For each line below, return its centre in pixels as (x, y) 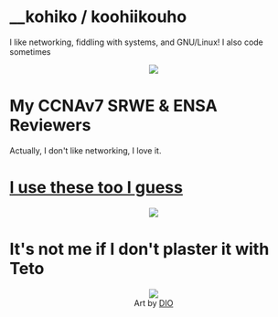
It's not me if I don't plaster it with (139, 249)
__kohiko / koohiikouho (98, 17)
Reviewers (50, 126)
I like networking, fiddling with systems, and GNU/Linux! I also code (136, 42)
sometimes (30, 51)
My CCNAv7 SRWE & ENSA (113, 106)
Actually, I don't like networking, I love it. (86, 150)
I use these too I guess (96, 188)
